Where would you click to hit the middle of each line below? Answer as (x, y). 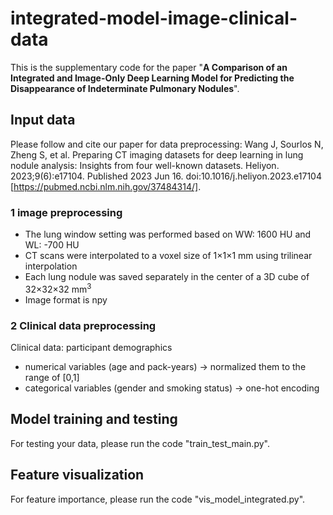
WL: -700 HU (52, 245)
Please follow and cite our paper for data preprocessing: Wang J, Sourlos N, (167, 144)
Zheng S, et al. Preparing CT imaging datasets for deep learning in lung (157, 154)
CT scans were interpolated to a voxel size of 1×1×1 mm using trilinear (168, 256)
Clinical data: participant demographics (91, 347)
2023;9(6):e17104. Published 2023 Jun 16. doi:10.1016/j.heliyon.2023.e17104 (166, 176)
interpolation (51, 266)
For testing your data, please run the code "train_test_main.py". (140, 443)
